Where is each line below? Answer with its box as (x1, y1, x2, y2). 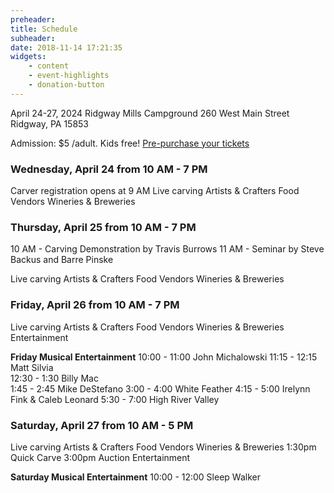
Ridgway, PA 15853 (10, 117, 90, 130)
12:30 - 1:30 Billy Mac (10, 372, 99, 384)
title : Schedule (10, 24, 78, 34)
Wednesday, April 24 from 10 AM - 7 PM (10, 162, 208, 176)
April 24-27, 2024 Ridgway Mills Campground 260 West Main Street (10, 107, 290, 119)
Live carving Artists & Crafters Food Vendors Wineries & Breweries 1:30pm (10, 441, 317, 453)
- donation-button (28, 80, 105, 90)
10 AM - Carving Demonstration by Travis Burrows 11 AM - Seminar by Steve (10, 243, 325, 255)
